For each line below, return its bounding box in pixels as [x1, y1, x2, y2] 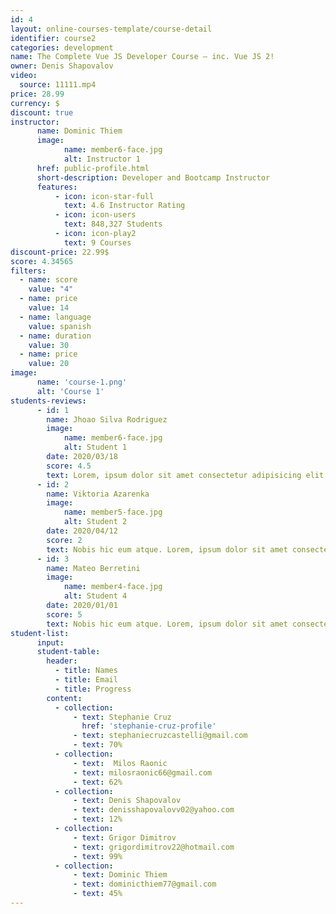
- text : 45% [73, 889, 123, 899]
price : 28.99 [10, 89, 65, 99]
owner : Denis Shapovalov [10, 61, 114, 71]
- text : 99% [73, 851, 123, 861]
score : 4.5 [46, 461, 92, 471]
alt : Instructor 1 [63, 154, 141, 164]
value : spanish [28, 321, 92, 331]
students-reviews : [10, 396, 87, 406]
